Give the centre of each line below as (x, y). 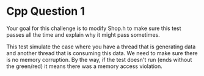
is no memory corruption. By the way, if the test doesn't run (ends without (99, 59)
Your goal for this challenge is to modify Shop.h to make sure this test (94, 28)
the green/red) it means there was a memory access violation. (85, 66)
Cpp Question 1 (46, 11)
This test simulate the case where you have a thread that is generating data (101, 47)
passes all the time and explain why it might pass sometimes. (83, 34)
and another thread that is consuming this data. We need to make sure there (102, 53)
